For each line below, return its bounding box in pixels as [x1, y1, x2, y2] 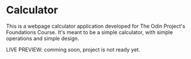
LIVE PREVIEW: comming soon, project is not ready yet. [6, 46, 140, 53]
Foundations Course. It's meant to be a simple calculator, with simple [6, 28, 173, 35]
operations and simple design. [6, 35, 79, 42]
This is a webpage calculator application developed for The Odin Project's [6, 23, 186, 30]
